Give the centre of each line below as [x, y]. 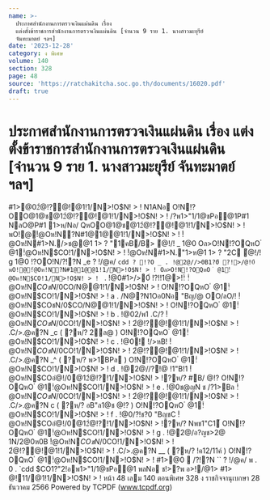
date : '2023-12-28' [41, 46]
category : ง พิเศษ [36, 53]
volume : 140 [28, 61]
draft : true [28, 91]
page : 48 [23, 76]
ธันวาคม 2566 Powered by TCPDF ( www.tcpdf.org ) [91, 487]
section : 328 [30, 69]
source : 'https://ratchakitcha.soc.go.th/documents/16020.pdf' [117, 83]
